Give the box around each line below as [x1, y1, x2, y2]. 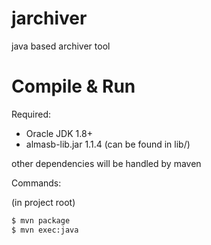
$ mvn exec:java [11, 225, 79, 235]
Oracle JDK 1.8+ [25, 127, 93, 139]
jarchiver [11, 7, 88, 30]
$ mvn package [11, 215, 71, 226]
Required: [11, 108, 52, 120]
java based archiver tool [11, 40, 111, 52]
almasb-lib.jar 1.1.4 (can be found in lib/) [25, 138, 191, 150]
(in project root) [11, 196, 76, 208]
